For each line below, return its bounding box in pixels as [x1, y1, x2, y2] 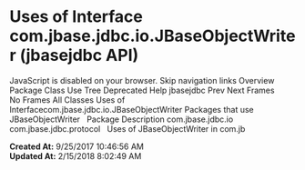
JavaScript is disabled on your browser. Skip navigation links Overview [9, 75, 275, 85]
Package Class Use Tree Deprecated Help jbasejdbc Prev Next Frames [9, 85, 275, 95]
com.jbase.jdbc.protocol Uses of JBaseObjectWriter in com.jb [9, 123, 246, 134]
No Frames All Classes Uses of [9, 94, 126, 105]
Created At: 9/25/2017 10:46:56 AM [9, 141, 144, 152]
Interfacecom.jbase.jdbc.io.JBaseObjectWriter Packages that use [9, 104, 254, 115]
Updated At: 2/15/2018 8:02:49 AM [9, 150, 142, 161]
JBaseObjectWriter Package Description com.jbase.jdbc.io [9, 114, 234, 125]
